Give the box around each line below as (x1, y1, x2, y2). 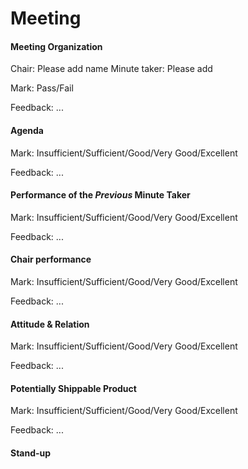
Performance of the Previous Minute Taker (10, 189, 191, 201)
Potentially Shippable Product (10, 382, 137, 394)
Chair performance (10, 253, 92, 266)
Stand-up (10, 447, 52, 459)
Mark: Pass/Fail (10, 82, 74, 94)
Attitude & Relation (10, 318, 90, 330)
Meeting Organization (10, 40, 103, 52)
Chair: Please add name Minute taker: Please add (10, 63, 213, 75)
